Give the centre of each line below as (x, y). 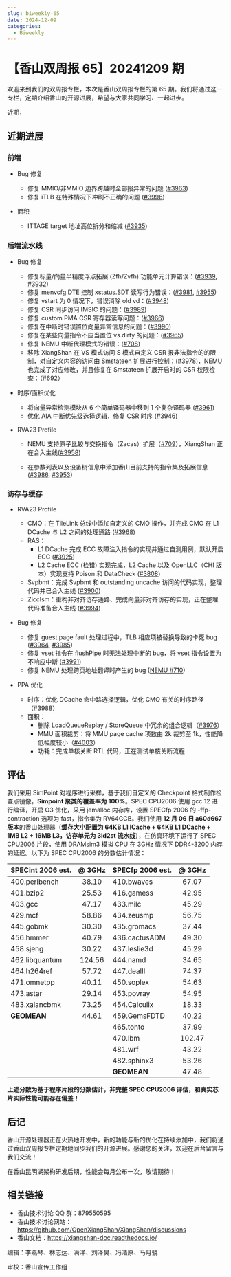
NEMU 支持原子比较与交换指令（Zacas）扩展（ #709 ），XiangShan (121, 444)
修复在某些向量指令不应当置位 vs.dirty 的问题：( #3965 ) (106, 335)
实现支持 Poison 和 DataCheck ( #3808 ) (105, 574)
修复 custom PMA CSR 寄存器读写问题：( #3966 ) (96, 318)
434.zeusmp (133, 915)
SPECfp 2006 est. (142, 870)
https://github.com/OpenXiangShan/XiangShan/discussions (102, 1229)
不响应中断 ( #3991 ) (54, 662)
